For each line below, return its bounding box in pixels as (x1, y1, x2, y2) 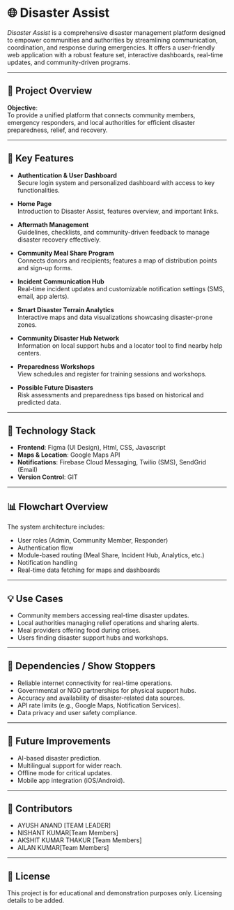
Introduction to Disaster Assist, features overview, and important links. (17, 207, 219, 215)
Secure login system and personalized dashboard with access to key (17, 178, 215, 186)
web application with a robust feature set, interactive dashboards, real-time (7, 50, 224, 59)
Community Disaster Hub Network (17, 334, 120, 342)
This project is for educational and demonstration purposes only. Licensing (7, 889, 222, 897)
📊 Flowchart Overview (7, 501, 109, 513)
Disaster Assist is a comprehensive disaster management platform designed (7, 28, 226, 36)
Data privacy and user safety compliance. (17, 708, 137, 717)
